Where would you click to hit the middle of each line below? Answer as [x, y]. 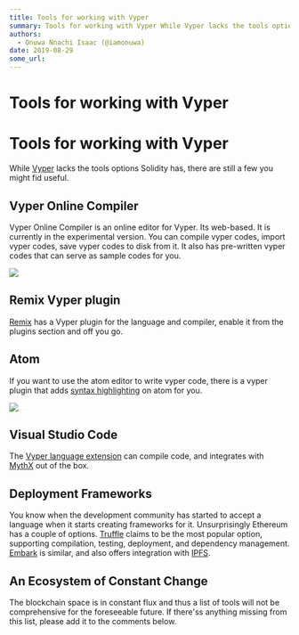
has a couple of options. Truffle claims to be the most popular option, [136, 534]
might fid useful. [39, 178]
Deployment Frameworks [81, 494]
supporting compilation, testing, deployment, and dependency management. [149, 543]
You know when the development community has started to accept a [135, 515]
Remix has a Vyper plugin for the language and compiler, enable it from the [146, 322]
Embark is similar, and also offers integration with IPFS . [110, 553]
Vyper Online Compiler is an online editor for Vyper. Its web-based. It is [140, 227]
